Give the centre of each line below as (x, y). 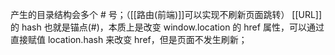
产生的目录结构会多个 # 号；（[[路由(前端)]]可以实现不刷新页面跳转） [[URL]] (166, 14)
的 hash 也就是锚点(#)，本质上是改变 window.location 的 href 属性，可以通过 (167, 27)
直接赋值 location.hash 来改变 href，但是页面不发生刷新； (129, 39)
